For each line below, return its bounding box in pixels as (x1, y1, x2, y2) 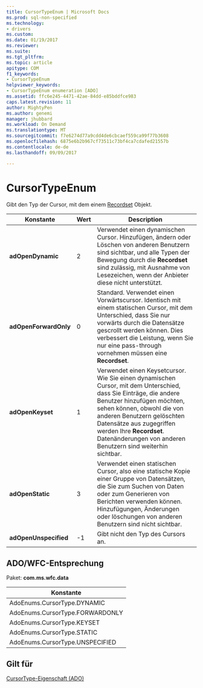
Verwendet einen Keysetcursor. (97, 366, 186, 375)
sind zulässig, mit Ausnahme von (97, 263, 190, 272)
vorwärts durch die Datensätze (97, 319, 184, 327)
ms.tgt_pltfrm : (6, 54, 45, 60)
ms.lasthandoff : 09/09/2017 (6, 150, 77, 156)
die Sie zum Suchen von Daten (97, 482, 184, 491)
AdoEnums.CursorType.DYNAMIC (9, 599, 106, 607)
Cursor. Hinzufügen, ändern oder (97, 233, 192, 242)
